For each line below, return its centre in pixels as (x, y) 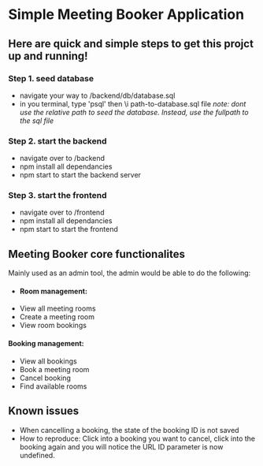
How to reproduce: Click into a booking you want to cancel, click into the (137, 438)
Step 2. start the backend (57, 141)
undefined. (37, 455)
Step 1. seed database (51, 78)
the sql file (37, 121)
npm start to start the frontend (69, 229)
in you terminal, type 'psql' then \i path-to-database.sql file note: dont (133, 103)
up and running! (48, 56)
